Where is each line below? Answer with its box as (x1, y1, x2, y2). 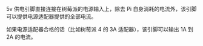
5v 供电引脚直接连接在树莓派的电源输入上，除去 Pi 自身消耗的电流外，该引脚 (6, 5, 197, 12)
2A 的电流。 (6, 33, 36, 41)
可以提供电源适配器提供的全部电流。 (6, 13, 97, 20)
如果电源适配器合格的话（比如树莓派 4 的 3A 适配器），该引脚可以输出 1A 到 (6, 26, 194, 33)
